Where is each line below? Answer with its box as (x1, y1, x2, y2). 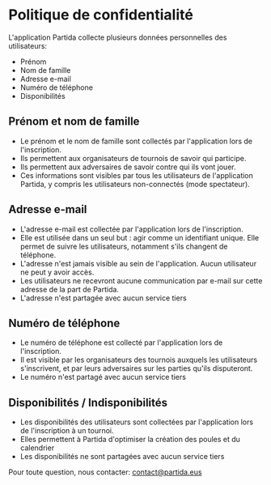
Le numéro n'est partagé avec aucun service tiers (19, 372, 186, 382)
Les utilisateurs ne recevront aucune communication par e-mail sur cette (19, 275, 263, 285)
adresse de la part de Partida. (19, 284, 120, 294)
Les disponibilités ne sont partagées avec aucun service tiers (19, 452, 225, 462)
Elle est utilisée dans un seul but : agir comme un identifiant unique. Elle (19, 232, 260, 242)
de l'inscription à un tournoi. (19, 426, 115, 436)
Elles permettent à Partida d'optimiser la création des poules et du (19, 435, 241, 445)
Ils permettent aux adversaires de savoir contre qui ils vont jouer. (19, 162, 236, 172)
